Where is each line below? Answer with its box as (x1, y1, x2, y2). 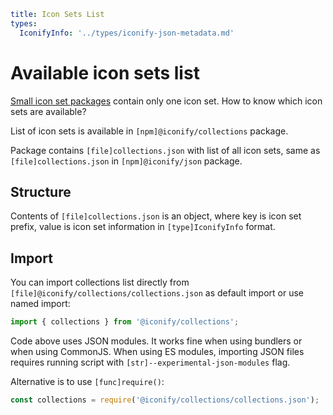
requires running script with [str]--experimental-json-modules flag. (10, 356, 291, 369)
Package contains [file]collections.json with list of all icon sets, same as (10, 144, 321, 156)
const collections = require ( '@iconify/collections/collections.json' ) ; (10, 395, 320, 405)
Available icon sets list (10, 61, 200, 84)
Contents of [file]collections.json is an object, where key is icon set (10, 210, 302, 222)
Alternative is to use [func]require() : (10, 376, 165, 388)
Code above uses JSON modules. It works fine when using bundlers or (10, 335, 303, 347)
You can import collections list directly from (10, 276, 190, 289)
